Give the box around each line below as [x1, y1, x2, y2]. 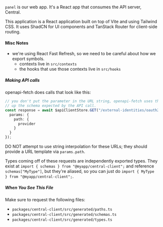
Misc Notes [5, 40, 29, 45]
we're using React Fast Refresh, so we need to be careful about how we [12, 51, 156, 57]
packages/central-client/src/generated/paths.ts [12, 207, 113, 212]
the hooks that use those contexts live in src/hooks [19, 66, 121, 72]
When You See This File [5, 184, 53, 190]
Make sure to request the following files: [5, 197, 85, 203]
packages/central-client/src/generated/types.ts [12, 217, 113, 222]
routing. [5, 29, 21, 34]
